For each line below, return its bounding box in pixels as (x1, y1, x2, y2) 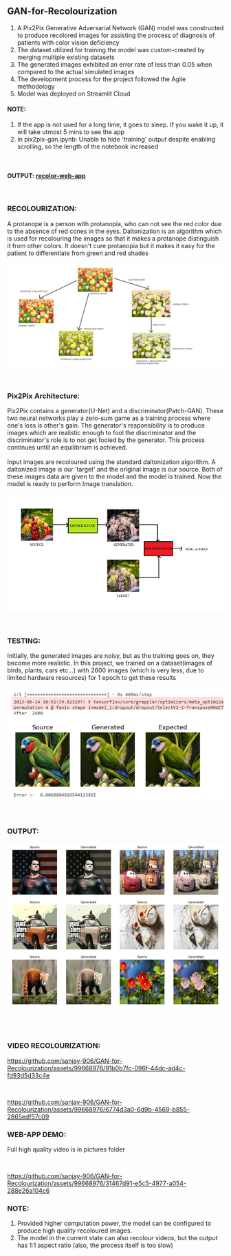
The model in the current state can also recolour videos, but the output (16, 1234, 218, 1242)
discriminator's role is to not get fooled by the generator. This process (7, 436, 205, 444)
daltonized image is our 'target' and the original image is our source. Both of (7, 465, 223, 474)
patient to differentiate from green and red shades (7, 249, 149, 257)
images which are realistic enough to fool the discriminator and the (7, 429, 197, 437)
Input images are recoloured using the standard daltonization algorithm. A (7, 458, 216, 466)
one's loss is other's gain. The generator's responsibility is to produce (7, 421, 205, 430)
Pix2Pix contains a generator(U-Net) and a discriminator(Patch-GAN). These (7, 407, 224, 415)
